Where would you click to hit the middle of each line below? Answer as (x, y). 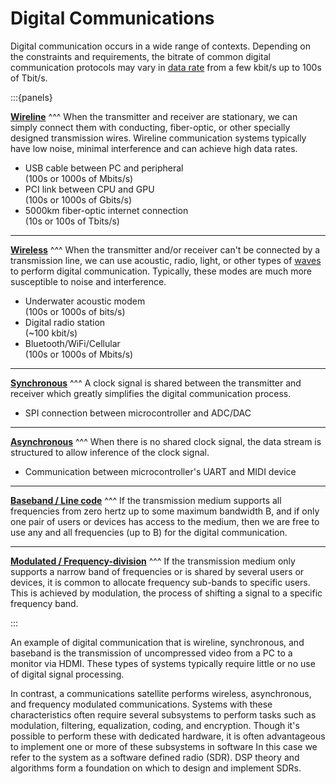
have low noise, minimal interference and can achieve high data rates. (154, 148)
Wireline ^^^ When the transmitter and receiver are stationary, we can (154, 116)
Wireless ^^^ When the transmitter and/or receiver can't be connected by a (165, 249)
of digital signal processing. (67, 674)
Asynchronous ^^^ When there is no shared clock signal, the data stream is (166, 441)
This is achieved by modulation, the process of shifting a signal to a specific (166, 593)
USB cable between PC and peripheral (104, 168)
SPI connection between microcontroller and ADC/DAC (138, 413)
